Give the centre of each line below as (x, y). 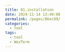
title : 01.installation (30, 10)
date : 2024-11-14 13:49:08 (33, 14)
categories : (17, 24)
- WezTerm (19, 42)
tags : (11, 33)
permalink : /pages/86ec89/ (33, 19)
